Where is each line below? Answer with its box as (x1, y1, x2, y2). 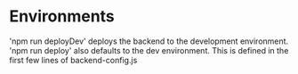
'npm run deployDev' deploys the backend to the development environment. (9, 36, 289, 46)
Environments (9, 6, 116, 27)
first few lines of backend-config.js (9, 54, 138, 65)
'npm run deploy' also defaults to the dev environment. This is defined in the (9, 45, 289, 55)
